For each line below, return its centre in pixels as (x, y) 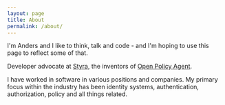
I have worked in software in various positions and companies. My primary (112, 80)
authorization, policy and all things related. (67, 94)
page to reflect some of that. (47, 53)
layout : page (26, 13)
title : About (26, 20)
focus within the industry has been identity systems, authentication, (103, 87)
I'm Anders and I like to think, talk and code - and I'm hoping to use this (108, 46)
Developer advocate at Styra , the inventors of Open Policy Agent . (100, 67)
